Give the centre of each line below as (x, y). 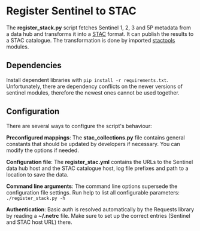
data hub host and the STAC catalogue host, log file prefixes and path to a (97, 168)
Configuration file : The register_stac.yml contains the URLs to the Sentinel (100, 162)
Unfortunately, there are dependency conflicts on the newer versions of (95, 86)
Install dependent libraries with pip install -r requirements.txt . (87, 80)
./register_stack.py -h (36, 198)
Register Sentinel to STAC (71, 11)
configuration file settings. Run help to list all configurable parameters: (93, 192)
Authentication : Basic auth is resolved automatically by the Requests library (100, 209)
